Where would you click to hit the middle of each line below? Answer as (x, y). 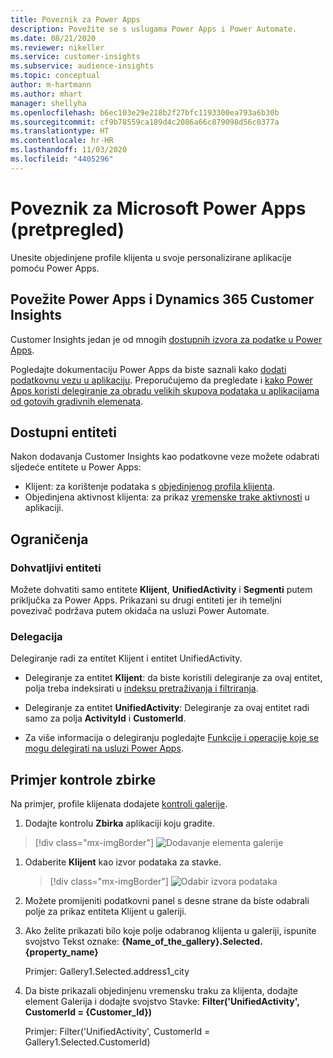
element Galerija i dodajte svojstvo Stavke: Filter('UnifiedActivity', (162, 1002)
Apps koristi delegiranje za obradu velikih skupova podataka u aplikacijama (165, 390)
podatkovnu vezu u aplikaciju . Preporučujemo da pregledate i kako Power (161, 380)
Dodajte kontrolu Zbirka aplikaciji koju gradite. (119, 823)
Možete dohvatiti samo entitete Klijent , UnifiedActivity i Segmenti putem (161, 589)
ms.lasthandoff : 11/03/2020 (69, 150)
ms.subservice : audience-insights (82, 66)
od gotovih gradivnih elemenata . (77, 401)
